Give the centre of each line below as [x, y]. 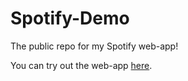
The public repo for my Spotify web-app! [94, 46]
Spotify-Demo [70, 18]
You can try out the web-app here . [81, 65]
